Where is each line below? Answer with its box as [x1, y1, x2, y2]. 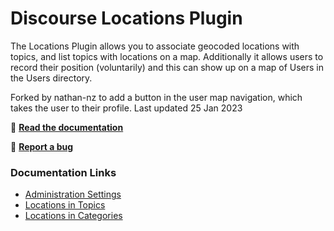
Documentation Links [10, 165, 117, 179]
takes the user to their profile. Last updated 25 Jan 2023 [10, 102, 243, 114]
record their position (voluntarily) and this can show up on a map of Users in [10, 61, 324, 73]
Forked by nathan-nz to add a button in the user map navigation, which [10, 91, 303, 103]
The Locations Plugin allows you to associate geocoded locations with [10, 40, 300, 52]
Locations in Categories [24, 210, 123, 222]
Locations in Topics [24, 199, 106, 211]
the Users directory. [10, 72, 93, 84]
